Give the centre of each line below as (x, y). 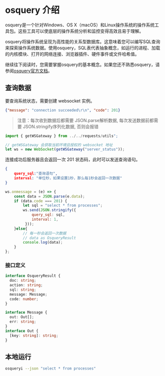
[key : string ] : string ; (34, 335)
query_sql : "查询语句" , (36, 174)
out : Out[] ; (22, 317)
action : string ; (26, 285)
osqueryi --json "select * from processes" (51, 369)
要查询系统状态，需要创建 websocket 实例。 (50, 101)
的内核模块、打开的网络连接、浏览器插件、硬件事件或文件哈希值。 (72, 54)
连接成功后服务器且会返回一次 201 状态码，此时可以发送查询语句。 (73, 160)
